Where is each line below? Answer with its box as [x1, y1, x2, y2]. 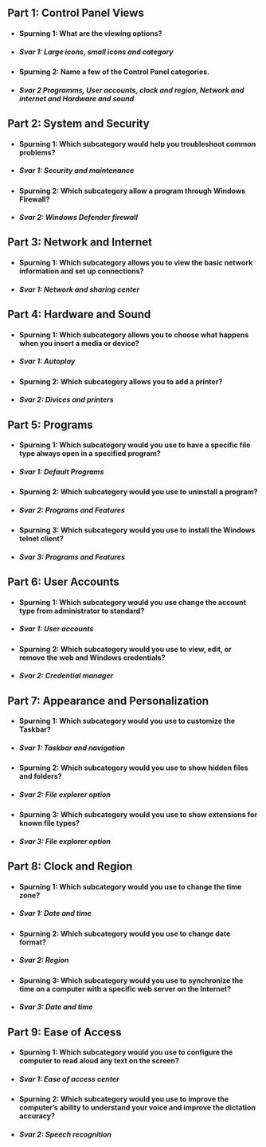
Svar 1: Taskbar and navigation [18, 743, 125, 752]
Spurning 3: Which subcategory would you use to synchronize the [18, 976, 244, 985]
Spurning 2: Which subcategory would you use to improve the [18, 1094, 229, 1104]
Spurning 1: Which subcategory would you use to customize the [18, 717, 236, 726]
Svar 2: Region [18, 956, 69, 965]
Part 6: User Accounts [7, 575, 120, 589]
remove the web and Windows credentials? [18, 653, 166, 662]
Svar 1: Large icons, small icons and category [18, 47, 174, 57]
